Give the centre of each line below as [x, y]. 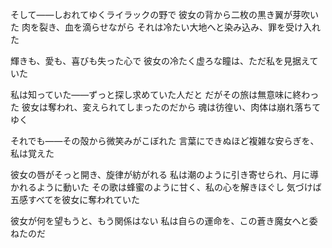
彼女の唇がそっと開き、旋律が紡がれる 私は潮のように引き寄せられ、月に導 [165, 174]
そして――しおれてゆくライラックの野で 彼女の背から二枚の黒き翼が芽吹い [165, 14]
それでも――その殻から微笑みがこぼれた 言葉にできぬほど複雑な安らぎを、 [165, 141]
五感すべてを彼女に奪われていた [75, 199]
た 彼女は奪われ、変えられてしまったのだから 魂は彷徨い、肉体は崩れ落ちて [166, 107]
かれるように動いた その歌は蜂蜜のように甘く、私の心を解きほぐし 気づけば [166, 187]
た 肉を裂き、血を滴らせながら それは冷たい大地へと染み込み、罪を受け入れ [165, 27]
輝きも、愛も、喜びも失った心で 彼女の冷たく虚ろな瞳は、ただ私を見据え [160, 61]
